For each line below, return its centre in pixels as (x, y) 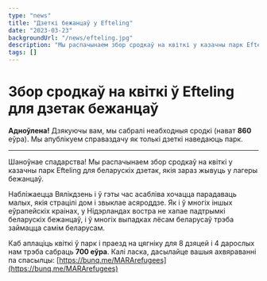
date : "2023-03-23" (41, 30)
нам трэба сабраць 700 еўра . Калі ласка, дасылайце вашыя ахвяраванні (132, 252)
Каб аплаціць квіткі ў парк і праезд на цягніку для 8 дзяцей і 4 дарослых (132, 243)
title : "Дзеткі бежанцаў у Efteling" (71, 23)
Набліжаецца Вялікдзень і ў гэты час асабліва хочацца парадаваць (122, 194)
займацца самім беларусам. (57, 228)
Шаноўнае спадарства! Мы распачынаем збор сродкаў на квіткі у (120, 162)
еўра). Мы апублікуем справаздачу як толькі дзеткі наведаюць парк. (126, 139)
